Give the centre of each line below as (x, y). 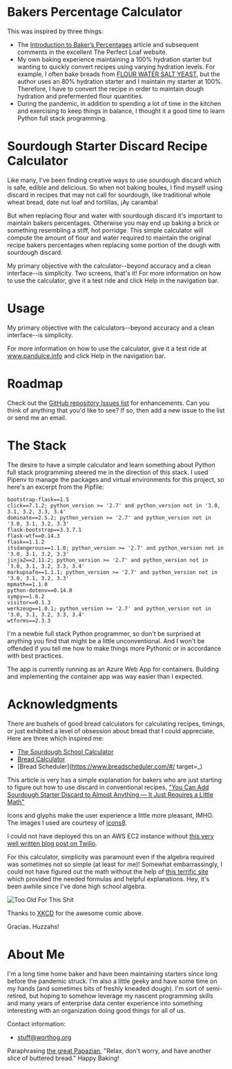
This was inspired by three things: (55, 31)
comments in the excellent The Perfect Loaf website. (92, 52)
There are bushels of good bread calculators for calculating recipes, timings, (116, 724)
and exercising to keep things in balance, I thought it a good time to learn (121, 111)
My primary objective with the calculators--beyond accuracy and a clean (111, 327)
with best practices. (35, 656)
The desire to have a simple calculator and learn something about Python (111, 465)
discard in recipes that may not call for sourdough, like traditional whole (109, 195)
